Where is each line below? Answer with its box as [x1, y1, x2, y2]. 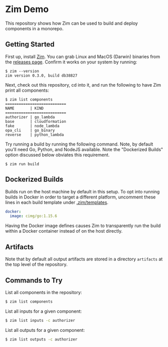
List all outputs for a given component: [5, 327, 85, 333]
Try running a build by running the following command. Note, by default [5, 141, 153, 147]
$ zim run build [5, 161, 39, 167]
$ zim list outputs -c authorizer [5, 336, 78, 342]
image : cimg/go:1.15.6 [10, 214, 57, 219]
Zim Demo [5, 4, 49, 15]
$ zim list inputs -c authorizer [5, 318, 75, 323]
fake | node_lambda [5, 123, 59, 128]
